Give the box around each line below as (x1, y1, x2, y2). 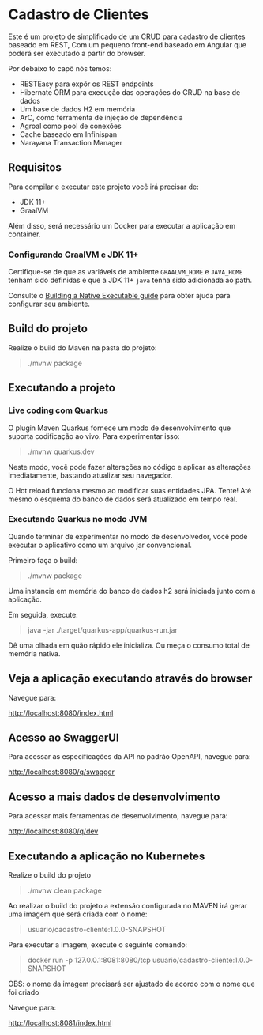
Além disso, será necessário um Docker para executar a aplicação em (8, 221, 235, 230)
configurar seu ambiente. (8, 299, 91, 309)
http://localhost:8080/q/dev (8, 826, 99, 836)
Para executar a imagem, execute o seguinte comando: (8, 940, 188, 950)
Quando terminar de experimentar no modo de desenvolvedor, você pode (8, 531, 248, 541)
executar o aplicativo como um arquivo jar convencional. (8, 540, 192, 550)
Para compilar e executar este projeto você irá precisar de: (8, 182, 199, 191)
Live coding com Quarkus (8, 405, 109, 416)
